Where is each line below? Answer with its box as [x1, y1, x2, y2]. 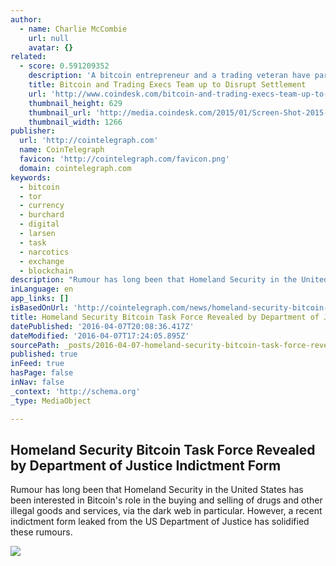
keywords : [10, 172, 52, 183]
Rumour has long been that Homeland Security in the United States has [10, 484, 304, 496]
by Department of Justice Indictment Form [10, 457, 282, 474]
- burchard [19, 210, 65, 220]
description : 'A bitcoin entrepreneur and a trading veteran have [28, 71, 311, 81]
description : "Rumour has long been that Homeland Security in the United [10, 275, 329, 285]
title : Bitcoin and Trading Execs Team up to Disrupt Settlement [28, 80, 307, 90]
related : [10, 52, 47, 62]
